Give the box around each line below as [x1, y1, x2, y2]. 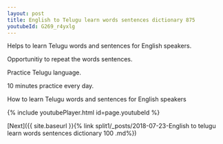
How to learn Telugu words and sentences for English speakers [7, 95, 187, 103]
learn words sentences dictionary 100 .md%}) [7, 129, 137, 138]
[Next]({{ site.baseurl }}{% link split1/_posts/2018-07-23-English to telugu [7, 122, 216, 130]
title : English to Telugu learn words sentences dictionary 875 [7, 17, 195, 23]
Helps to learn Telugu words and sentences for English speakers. [7, 42, 192, 50]
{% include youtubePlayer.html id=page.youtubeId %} [7, 108, 160, 117]
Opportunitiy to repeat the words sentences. [7, 55, 133, 63]
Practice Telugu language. [7, 68, 81, 76]
